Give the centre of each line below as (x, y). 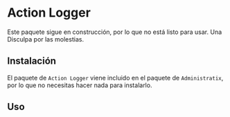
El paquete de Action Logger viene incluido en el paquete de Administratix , (115, 78)
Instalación (32, 61)
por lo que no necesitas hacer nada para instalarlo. (80, 85)
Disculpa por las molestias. (46, 39)
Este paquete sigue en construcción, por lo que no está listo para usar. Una (115, 32)
